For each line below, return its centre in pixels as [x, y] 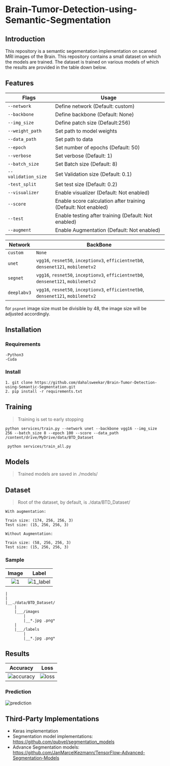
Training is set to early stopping [51, 419]
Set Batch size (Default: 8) [86, 164]
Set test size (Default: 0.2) [86, 184]
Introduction [25, 39]
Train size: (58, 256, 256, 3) [38, 543]
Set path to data [74, 139]
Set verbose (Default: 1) [84, 156]
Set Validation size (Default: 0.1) [93, 174]
